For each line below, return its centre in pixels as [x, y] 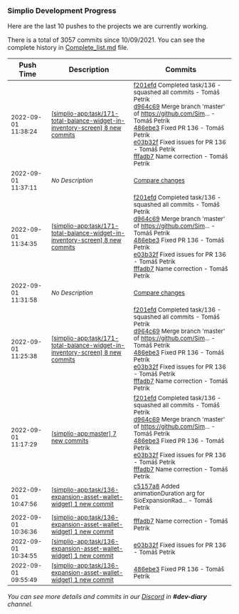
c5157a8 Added [156, 486]
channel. [20, 604]
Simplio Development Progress [62, 11]
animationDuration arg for [169, 493]
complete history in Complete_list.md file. [68, 48]
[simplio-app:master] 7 [84, 434]
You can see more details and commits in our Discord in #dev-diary [107, 597]
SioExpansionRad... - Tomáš [173, 501]
